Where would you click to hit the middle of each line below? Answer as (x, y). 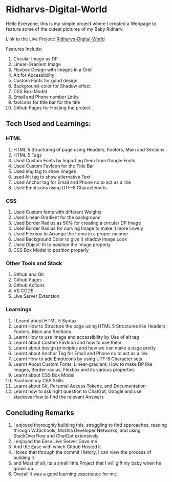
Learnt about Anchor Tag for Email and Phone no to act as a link (80, 353)
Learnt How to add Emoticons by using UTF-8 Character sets (78, 359)
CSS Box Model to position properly (51, 250)
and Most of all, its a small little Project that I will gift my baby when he (87, 463)
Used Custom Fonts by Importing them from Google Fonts (74, 160)
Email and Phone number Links (46, 97)
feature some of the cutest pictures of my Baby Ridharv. (65, 29)
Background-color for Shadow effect (52, 86)
